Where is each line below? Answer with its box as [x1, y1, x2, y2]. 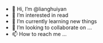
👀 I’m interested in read [11, 12, 69, 19]
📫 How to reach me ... [11, 31, 67, 37]
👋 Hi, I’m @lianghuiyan [11, 6, 67, 12]
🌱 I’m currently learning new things [11, 18, 97, 24]
